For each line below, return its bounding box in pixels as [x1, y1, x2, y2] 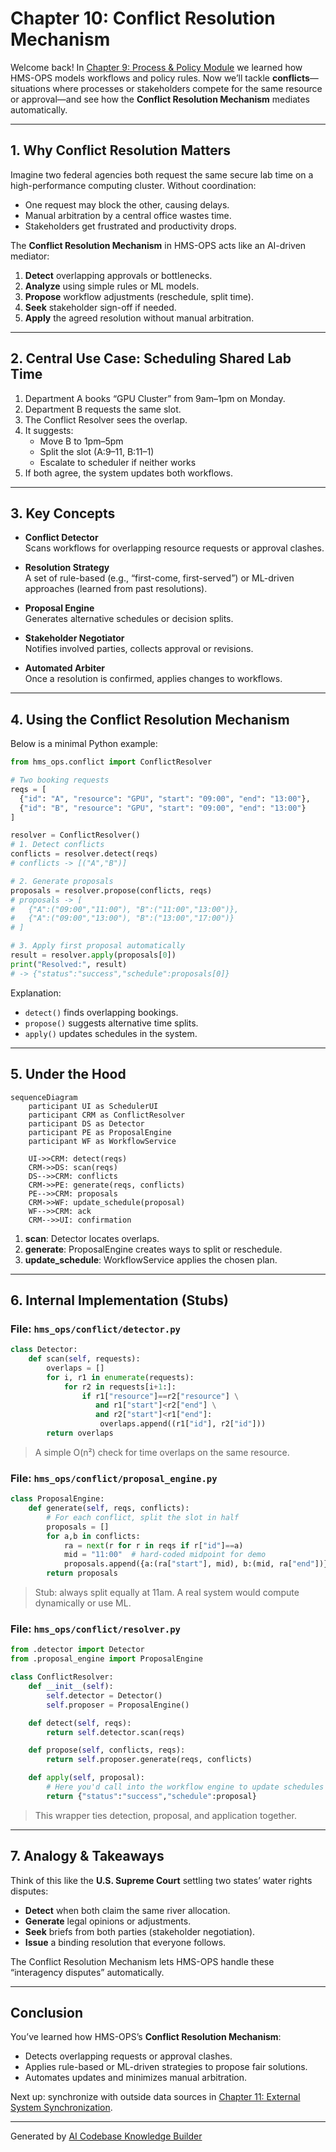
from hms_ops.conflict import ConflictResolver [10, 757, 213, 767]
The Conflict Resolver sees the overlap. [24, 413, 188, 426]
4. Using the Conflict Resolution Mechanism [10, 711, 290, 728]
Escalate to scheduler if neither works [39, 456, 197, 468]
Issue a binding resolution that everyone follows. [24, 1936, 227, 1948]
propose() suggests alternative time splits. [24, 1017, 199, 1029]
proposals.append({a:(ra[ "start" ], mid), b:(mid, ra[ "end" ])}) [63, 1559, 333, 1569]
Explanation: [10, 987, 62, 999]
